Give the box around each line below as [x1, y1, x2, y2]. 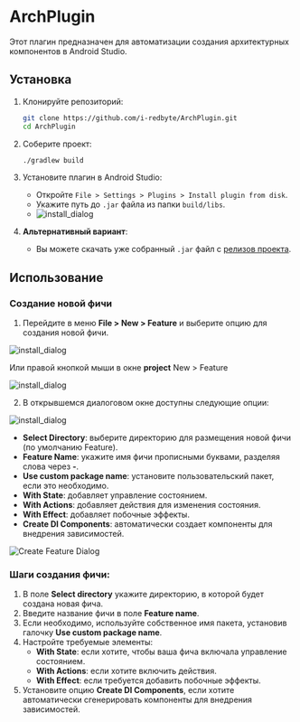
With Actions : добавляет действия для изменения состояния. [22, 500, 261, 511]
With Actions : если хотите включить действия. [35, 666, 217, 677]
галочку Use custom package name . [22, 627, 163, 638]
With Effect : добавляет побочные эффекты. [22, 509, 190, 520]
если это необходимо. [22, 481, 109, 492]
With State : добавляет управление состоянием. [22, 490, 208, 501]
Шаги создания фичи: [9, 567, 110, 580]
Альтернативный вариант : [22, 226, 128, 237]
